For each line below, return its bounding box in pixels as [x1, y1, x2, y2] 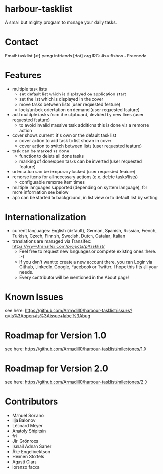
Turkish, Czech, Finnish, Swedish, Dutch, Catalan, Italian [12, 233, 126, 239]
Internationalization [5, 212, 86, 223]
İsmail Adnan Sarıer [12, 443, 52, 449]
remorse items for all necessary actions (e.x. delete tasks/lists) [12, 174, 138, 180]
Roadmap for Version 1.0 [5, 330, 107, 341]
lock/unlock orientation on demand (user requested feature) [19, 106, 140, 113]
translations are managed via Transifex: [12, 238, 91, 244]
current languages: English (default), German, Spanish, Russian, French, [12, 228, 157, 233]
